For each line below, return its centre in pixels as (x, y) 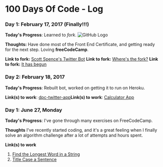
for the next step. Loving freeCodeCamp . (47, 49)
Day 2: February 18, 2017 (35, 77)
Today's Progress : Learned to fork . (41, 35)
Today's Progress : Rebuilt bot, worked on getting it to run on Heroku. (75, 88)
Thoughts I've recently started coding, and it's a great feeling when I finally (81, 130)
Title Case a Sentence (35, 160)
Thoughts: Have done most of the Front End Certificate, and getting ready (80, 45)
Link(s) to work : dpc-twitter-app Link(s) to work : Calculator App (70, 97)
